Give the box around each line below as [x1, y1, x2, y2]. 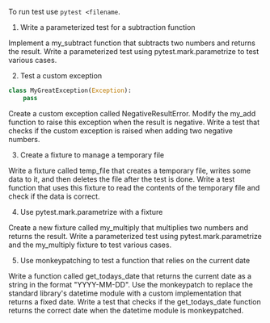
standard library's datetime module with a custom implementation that [8, 288, 242, 298]
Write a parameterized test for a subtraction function [19, 23, 196, 31]
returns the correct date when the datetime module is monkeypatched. [8, 305, 244, 315]
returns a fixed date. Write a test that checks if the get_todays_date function [8, 296, 261, 306]
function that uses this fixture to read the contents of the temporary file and [8, 182, 260, 192]
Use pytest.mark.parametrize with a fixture [19, 207, 163, 216]
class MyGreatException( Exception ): [8, 86, 132, 94]
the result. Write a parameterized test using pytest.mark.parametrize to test [8, 47, 259, 56]
